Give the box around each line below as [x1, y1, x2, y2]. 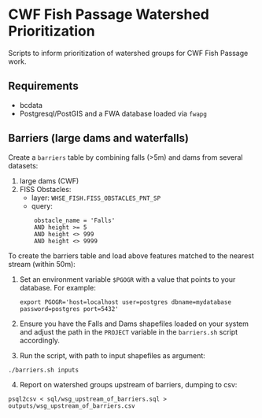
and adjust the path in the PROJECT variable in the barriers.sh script [19, 327, 238, 336]
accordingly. [19, 335, 61, 345]
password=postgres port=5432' [19, 305, 120, 313]
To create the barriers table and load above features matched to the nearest [8, 250, 254, 261]
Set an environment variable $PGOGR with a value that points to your [19, 274, 236, 284]
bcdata [19, 100, 43, 109]
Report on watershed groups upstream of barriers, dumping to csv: [19, 379, 238, 389]
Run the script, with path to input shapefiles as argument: [19, 350, 206, 360]
